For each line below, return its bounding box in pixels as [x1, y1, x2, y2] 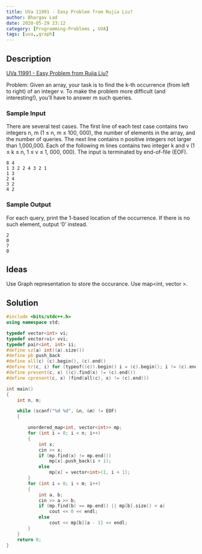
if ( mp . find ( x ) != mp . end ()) [38, 453, 112, 459]
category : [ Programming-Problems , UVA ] [6, 25, 109, 32]
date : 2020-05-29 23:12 [6, 20, 66, 26]
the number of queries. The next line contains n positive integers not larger [6, 136, 192, 143]
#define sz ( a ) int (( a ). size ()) [6, 347, 85, 353]
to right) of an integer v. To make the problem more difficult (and [6, 87, 166, 95]
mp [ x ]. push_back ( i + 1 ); [49, 458, 112, 464]
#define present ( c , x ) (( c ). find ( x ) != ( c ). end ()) [6, 370, 136, 376]
